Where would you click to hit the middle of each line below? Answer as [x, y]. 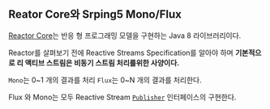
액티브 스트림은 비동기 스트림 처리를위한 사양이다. [102, 62]
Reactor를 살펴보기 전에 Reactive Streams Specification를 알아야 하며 [121, 52]
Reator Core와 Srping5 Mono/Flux [95, 15]
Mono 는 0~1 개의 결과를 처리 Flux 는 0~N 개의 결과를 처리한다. [105, 80]
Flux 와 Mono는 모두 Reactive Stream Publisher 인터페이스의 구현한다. [122, 97]
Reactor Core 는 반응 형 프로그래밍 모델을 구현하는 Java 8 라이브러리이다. [125, 36]
